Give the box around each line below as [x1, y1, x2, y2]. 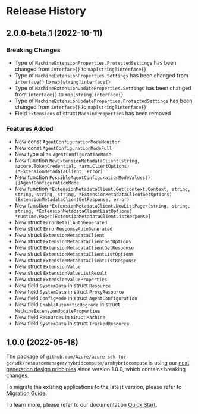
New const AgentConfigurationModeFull [14, 145, 112, 152]
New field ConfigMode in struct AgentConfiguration [14, 294, 138, 302]
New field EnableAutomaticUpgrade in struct [14, 301, 120, 308]
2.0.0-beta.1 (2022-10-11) [6, 28, 103, 38]
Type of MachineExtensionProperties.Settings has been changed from [14, 71, 188, 79]
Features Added [6, 124, 54, 133]
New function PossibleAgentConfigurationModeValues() [14, 174, 150, 181]
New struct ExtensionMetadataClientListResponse [14, 257, 137, 264]
